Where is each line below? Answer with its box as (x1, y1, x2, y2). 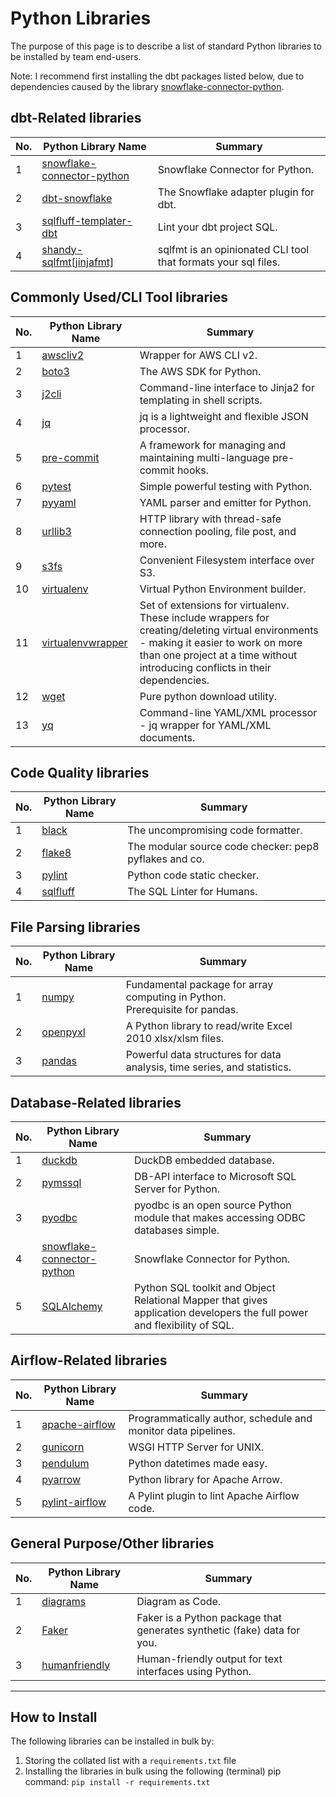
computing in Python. (125, 990, 227, 1004)
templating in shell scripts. (139, 393, 263, 407)
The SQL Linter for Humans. (127, 885, 258, 899)
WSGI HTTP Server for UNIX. (128, 1440, 265, 1454)
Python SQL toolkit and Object (133, 1281, 276, 1294)
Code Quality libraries (10, 764, 150, 781)
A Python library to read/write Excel (125, 1019, 293, 1033)
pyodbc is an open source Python (133, 1198, 292, 1212)
